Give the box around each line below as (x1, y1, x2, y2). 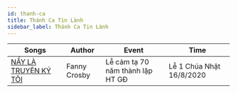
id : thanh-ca (7, 10, 46, 17)
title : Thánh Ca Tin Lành (7, 17, 83, 24)
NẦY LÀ (11, 57, 37, 67)
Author (70, 45, 95, 55)
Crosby (66, 71, 90, 80)
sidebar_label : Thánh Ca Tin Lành (7, 23, 109, 30)
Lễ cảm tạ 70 (105, 57, 150, 67)
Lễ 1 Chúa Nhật (168, 62, 221, 71)
